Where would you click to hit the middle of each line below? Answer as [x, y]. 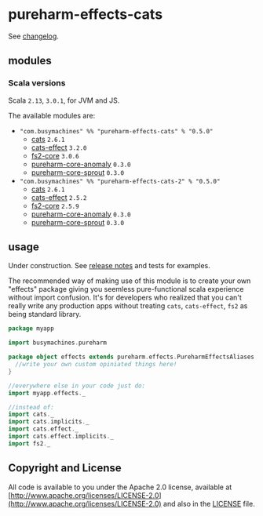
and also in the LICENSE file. [209, 503]
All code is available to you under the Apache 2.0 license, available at [120, 487]
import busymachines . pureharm [58, 343]
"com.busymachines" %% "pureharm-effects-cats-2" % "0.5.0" [120, 181]
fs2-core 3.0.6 [55, 155]
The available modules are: [52, 115]
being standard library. [45, 314]
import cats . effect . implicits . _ [61, 437]
